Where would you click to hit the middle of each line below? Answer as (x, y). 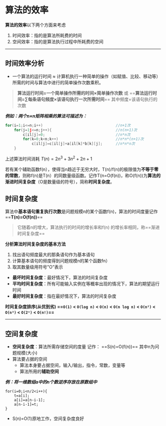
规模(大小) (27, 353)
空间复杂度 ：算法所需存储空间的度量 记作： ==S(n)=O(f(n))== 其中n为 (83, 347)
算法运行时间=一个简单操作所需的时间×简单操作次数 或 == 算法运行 (85, 93)
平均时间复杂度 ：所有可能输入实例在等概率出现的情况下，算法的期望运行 (86, 284)
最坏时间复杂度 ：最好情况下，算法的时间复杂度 (60, 278)
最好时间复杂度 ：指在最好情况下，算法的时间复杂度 (64, 296)
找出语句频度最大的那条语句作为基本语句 (53, 255)
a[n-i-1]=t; (26, 405)
